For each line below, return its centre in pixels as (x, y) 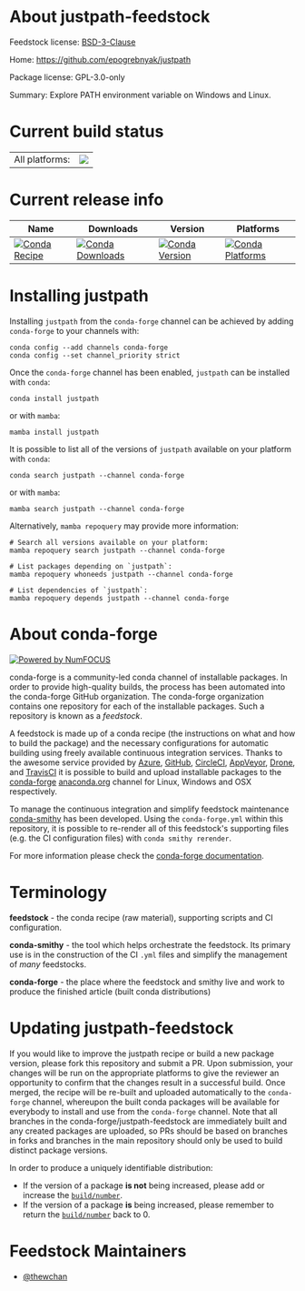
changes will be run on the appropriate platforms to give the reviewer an (144, 1073)
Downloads (113, 228)
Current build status (87, 131)
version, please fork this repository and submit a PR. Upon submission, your (151, 1063)
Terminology (58, 892)
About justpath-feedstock (110, 17)
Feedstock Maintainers (98, 1251)
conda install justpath (54, 398)
